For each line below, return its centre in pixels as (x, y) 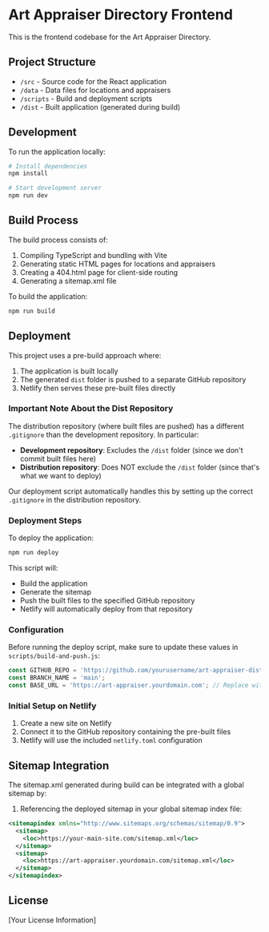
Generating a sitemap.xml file (68, 280)
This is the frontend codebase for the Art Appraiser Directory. (110, 37)
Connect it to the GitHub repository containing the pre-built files (125, 732)
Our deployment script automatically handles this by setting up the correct (131, 491)
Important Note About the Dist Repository (91, 409)
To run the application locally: (57, 151)
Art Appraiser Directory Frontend (121, 15)
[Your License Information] (52, 920)
